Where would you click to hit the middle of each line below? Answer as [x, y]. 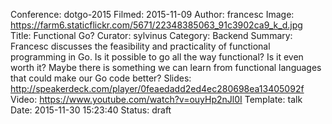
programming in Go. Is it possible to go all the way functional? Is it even [157, 57]
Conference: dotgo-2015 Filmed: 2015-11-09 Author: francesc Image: [152, 14]
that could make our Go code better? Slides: [101, 78]
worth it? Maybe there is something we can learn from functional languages [166, 67]
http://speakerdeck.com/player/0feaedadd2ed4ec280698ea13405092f [157, 88]
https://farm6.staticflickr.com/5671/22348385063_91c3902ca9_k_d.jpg [156, 25]
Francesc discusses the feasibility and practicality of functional [140, 46]
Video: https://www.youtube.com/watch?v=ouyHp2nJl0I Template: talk [156, 99]
